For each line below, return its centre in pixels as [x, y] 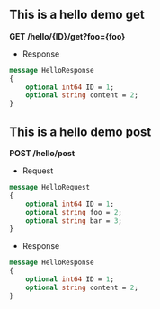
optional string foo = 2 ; [74, 212]
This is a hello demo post [80, 132]
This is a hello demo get [77, 15]
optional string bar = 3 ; [74, 221]
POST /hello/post [42, 153]
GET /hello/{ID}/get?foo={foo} [67, 36]
